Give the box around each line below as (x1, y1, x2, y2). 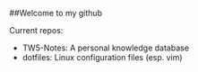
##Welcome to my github (9, 8, 103, 18)
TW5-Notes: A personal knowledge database (22, 42, 190, 53)
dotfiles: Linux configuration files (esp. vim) (22, 52, 183, 62)
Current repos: (9, 25, 64, 35)
